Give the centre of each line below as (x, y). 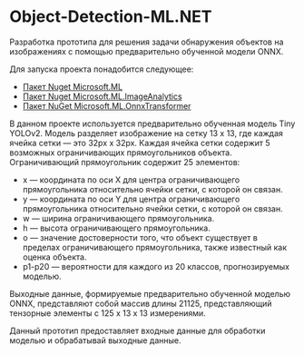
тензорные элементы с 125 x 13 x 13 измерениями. (108, 313)
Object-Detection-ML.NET (111, 17)
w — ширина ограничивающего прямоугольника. (118, 218)
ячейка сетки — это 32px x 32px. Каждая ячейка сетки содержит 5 (140, 143)
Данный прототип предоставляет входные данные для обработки (137, 330)
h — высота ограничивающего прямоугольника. (116, 228)
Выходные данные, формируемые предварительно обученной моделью (150, 293)
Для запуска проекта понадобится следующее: (102, 69)
